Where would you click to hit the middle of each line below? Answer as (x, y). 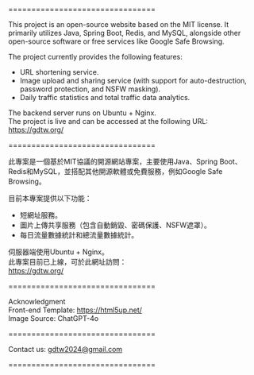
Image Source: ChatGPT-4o (54, 318)
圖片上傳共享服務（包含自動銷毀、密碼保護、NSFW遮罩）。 (115, 225)
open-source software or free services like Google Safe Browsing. (116, 41)
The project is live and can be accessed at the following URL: (108, 121)
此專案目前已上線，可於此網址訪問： (67, 262)
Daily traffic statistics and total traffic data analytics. (105, 97)
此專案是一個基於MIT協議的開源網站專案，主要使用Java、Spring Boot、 (125, 161)
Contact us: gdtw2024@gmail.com (65, 349)
